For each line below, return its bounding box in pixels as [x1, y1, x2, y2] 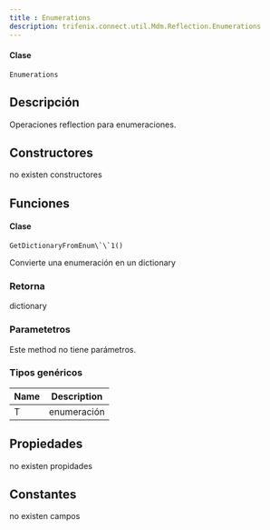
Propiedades [9, 436, 83, 452]
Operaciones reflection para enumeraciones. [9, 119, 177, 130]
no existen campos [9, 511, 81, 522]
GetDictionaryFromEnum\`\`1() [9, 241, 124, 250]
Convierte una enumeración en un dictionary [9, 256, 177, 268]
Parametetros [9, 324, 71, 336]
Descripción [9, 95, 80, 110]
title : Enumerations [9, 13, 92, 23]
